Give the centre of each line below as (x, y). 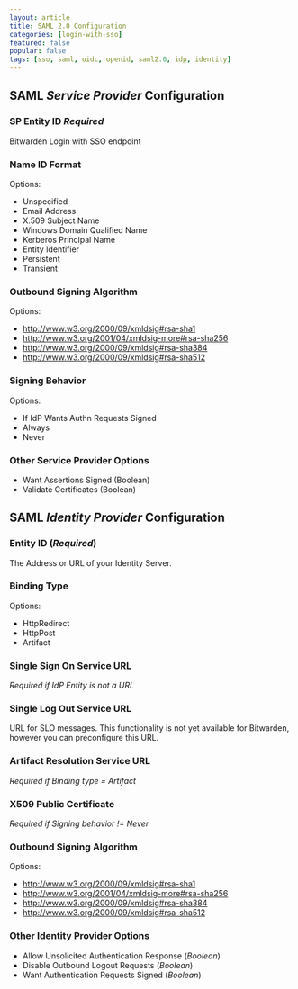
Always (36, 427)
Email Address (49, 211)
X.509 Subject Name (61, 220)
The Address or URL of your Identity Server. (91, 562)
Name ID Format (45, 165)
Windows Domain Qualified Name (85, 229)
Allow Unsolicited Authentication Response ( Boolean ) (121, 956)
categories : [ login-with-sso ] (66, 34)
